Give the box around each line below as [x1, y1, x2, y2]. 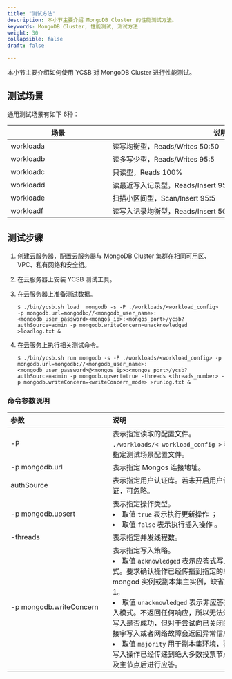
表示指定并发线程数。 [113, 532, 182, 542]
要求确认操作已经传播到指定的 [126, 566, 224, 576]
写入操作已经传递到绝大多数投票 [113, 649, 217, 659]
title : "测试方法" [7, 10, 57, 17]
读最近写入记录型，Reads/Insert [113, 180, 216, 190]
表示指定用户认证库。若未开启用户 [113, 475, 224, 485]
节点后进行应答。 [126, 660, 182, 669]
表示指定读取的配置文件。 [113, 429, 196, 438]
